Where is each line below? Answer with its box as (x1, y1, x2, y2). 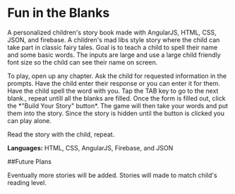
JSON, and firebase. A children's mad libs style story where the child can (7, 35, 220, 44)
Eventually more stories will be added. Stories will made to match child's (7, 171, 217, 179)
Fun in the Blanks (7, 5, 110, 21)
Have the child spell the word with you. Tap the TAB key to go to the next (7, 86, 219, 95)
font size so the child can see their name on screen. (7, 58, 158, 66)
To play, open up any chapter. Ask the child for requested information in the (7, 72, 227, 80)
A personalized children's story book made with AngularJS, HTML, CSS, (7, 28, 217, 37)
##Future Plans (7, 157, 52, 166)
